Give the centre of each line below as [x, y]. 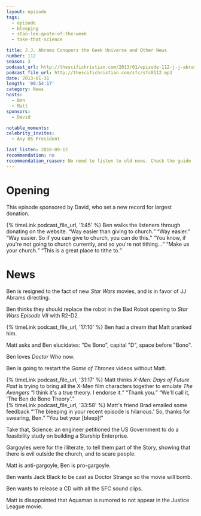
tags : [13, 17]
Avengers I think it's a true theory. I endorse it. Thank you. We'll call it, [98, 392]
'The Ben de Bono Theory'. [39, 399]
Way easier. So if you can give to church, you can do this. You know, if [98, 237]
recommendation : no [31, 155]
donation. [18, 213]
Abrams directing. [28, 297]
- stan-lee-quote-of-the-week [49, 34]
